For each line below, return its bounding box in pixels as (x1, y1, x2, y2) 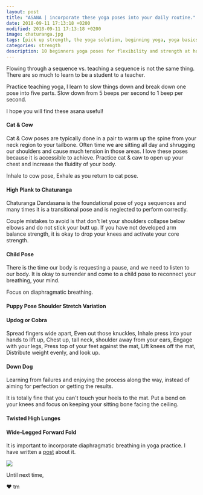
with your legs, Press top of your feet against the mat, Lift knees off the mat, (6, 343, 196, 350)
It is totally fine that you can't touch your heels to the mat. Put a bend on (6, 394, 186, 402)
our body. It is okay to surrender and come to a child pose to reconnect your (6, 270, 196, 278)
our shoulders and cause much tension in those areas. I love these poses (6, 147, 188, 155)
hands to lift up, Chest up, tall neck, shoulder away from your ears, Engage (6, 336, 193, 343)
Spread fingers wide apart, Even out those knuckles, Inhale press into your (6, 330, 192, 337)
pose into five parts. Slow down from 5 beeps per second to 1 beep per (6, 89, 183, 97)
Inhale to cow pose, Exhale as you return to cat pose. (6, 172, 139, 179)
